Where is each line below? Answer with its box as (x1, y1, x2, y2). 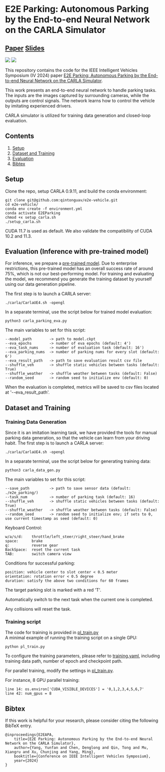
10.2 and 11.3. (5, 233, 32, 239)
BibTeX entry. (5, 723, 33, 729)
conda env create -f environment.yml (5, 206, 83, 211)
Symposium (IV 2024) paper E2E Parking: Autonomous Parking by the (5, 72, 147, 78)
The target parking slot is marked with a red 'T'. (5, 587, 101, 593)
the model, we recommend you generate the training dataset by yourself (5, 276, 152, 282)
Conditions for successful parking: (5, 560, 75, 566)
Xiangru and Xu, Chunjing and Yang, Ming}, (5, 750, 96, 755)
